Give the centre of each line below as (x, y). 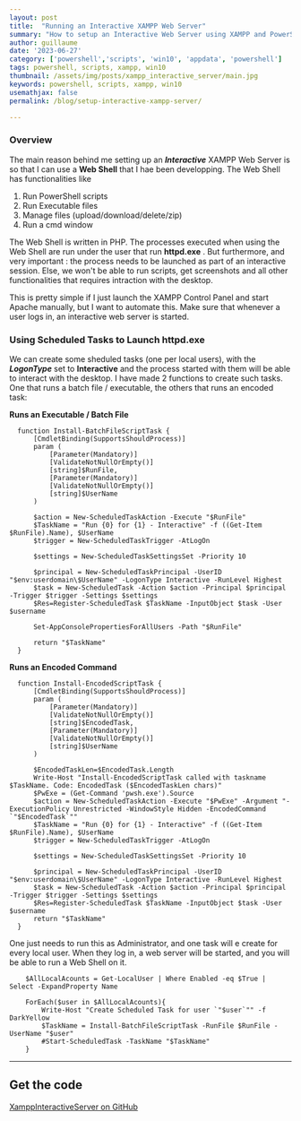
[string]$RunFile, (83, 470)
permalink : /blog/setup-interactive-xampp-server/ (106, 101)
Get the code (46, 1085)
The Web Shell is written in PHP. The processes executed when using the (145, 242)
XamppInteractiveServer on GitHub (74, 1107)
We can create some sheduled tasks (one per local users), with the (133, 358)
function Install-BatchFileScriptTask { (94, 431)
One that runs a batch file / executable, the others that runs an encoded (142, 387)
